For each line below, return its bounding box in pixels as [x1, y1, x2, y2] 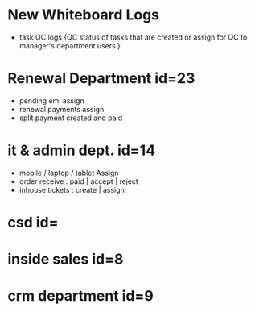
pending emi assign [19, 95, 85, 106]
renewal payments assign [19, 104, 105, 114]
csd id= [7, 214, 59, 231]
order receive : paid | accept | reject [19, 176, 138, 186]
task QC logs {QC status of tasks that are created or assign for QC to [19, 32, 248, 42]
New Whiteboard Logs [7, 6, 160, 24]
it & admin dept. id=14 [7, 141, 156, 160]
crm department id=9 [7, 287, 154, 306]
